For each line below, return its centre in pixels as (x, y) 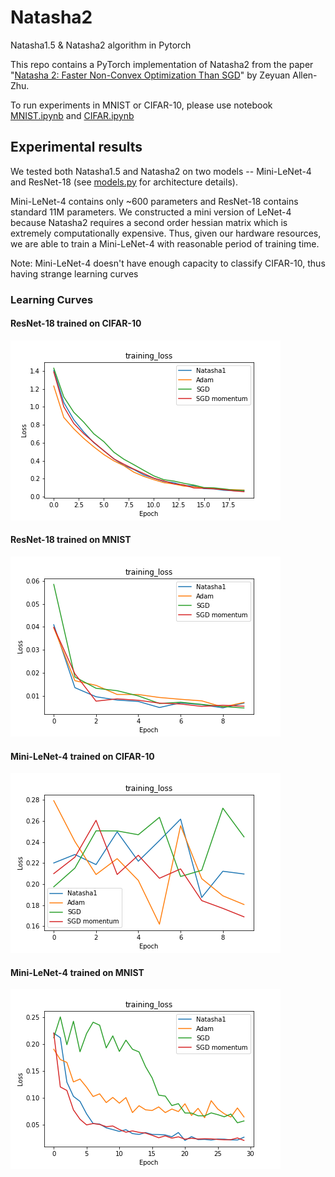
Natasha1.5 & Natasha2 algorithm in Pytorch (101, 45)
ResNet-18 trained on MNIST (71, 540)
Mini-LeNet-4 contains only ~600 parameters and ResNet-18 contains (154, 201)
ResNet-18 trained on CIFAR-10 (76, 323)
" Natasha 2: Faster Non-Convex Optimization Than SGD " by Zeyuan (150, 75)
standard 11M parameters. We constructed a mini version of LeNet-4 (151, 212)
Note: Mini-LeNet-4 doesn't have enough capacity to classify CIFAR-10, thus (168, 263)
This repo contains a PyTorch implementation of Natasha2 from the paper (162, 64)
